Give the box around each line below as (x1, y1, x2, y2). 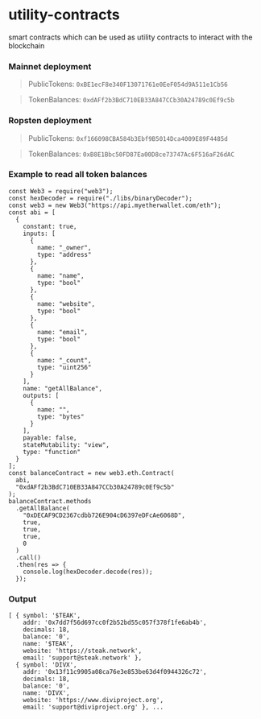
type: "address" (37, 250, 92, 258)
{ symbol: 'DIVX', (15, 661, 78, 669)
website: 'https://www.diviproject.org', (23, 696, 164, 705)
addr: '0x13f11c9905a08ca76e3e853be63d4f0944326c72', (23, 668, 207, 676)
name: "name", (37, 271, 85, 279)
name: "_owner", (37, 243, 92, 251)
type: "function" (23, 448, 81, 456)
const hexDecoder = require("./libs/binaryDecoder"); (8, 194, 193, 202)
